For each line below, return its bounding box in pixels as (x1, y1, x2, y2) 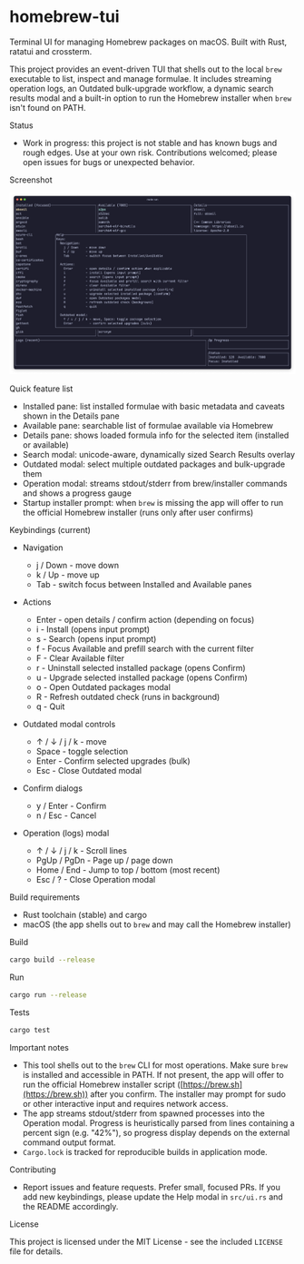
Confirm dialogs (22, 783, 83, 794)
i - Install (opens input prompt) (35, 624, 151, 635)
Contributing (9, 1164, 56, 1175)
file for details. (9, 1246, 64, 1257)
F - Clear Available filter (35, 653, 125, 664)
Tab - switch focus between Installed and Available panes (35, 579, 252, 590)
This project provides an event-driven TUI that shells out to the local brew (9, 64, 283, 74)
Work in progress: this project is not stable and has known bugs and (22, 137, 278, 148)
